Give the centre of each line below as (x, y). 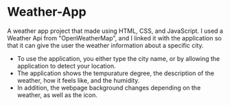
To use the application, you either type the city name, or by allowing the (118, 58)
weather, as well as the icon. (57, 95)
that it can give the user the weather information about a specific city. (105, 45)
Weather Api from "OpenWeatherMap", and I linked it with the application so (114, 38)
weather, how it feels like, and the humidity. (78, 80)
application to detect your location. (66, 66)
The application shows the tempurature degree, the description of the (116, 73)
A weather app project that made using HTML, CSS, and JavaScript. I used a (115, 31)
